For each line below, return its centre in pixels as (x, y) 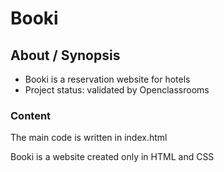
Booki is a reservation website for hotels (107, 79)
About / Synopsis (65, 55)
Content (31, 115)
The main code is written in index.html (89, 138)
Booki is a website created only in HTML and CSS (112, 157)
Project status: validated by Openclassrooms (117, 90)
